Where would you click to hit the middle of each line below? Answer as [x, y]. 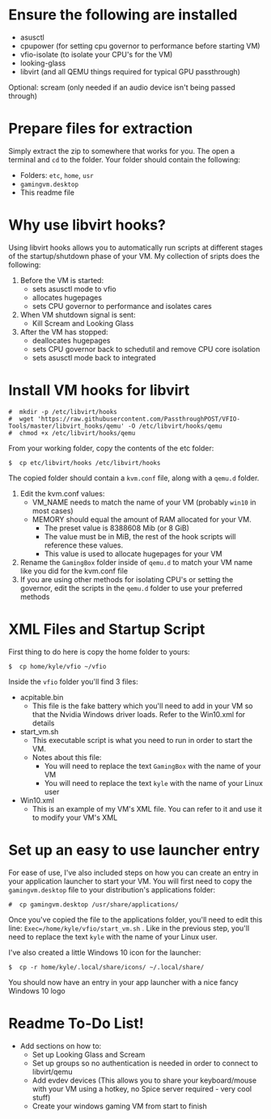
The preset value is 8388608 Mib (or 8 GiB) [117, 528]
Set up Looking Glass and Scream [89, 1054]
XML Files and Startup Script [107, 629]
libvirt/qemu [52, 1071]
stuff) [41, 1097]
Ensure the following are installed [123, 15]
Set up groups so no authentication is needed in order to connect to [145, 1063]
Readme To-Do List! [76, 1023]
